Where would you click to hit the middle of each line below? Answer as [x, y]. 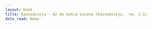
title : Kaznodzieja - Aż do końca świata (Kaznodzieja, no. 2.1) [76, 14]
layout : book [19, 10]
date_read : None [22, 19]
